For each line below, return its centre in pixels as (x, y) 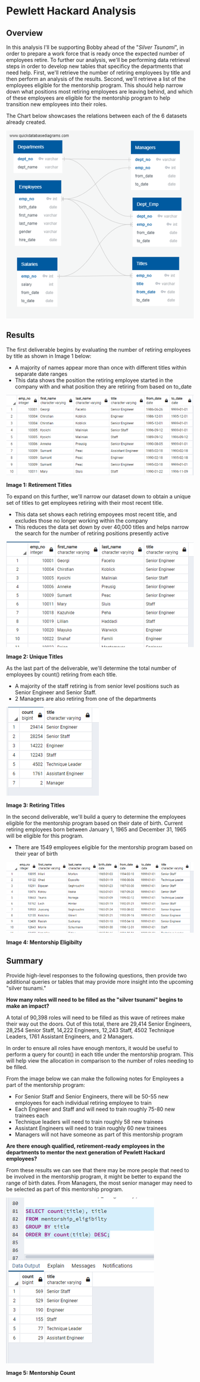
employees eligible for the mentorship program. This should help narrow (95, 85)
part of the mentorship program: (46, 1085)
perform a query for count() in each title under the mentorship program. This (100, 1054)
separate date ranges (41, 374)
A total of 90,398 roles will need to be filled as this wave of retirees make (96, 1017)
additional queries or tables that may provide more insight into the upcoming (100, 982)
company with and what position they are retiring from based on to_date (103, 386)
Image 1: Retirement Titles (39, 485)
